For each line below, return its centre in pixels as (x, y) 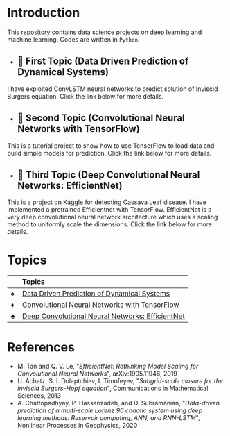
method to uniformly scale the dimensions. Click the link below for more (110, 224)
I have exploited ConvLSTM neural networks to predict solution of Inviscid (113, 89)
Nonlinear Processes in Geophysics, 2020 (77, 426)
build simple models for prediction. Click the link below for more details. (109, 153)
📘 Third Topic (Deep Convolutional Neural (108, 175)
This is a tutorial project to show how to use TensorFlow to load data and (111, 145)
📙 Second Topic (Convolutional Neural (101, 118)
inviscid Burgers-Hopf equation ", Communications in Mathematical (113, 388)
